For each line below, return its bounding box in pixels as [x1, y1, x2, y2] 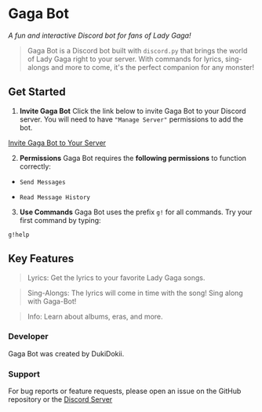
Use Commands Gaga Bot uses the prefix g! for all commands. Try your [19, 207, 253, 217]
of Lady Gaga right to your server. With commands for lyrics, [27, 54, 224, 64]
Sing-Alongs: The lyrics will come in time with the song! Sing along [27, 288, 243, 297]
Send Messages [19, 178, 66, 186]
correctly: [19, 162, 51, 171]
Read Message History [19, 193, 90, 201]
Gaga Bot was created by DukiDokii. [8, 348, 125, 358]
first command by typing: [19, 215, 101, 224]
